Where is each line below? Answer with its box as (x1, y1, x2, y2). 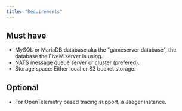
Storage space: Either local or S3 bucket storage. (14, 65, 136, 72)
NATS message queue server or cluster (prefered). (14, 59, 140, 66)
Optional (6, 83, 39, 93)
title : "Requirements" (6, 8, 63, 15)
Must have (6, 31, 47, 41)
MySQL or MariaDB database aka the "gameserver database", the (14, 46, 177, 53)
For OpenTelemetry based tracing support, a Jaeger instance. (14, 99, 167, 106)
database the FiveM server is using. (14, 53, 103, 60)
